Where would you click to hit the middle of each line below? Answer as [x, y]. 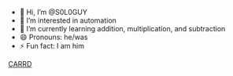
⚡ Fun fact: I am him [52, 46]
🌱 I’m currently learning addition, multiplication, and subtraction [122, 29]
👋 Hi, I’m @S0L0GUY [54, 12]
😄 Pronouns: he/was [54, 37]
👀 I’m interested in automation [68, 20]
